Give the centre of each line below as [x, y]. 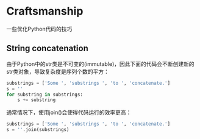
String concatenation [47, 48]
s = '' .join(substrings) [38, 130]
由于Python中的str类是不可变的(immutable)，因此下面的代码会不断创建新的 [100, 64]
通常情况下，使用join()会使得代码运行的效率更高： [69, 112]
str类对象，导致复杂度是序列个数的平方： [58, 71]
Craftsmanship [45, 11]
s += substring [37, 100]
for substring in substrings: [45, 94]
